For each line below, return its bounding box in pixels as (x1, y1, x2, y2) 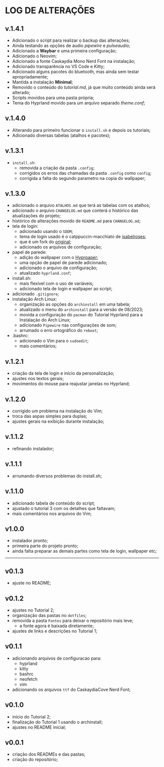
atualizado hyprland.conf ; (19, 270, 72, 276)
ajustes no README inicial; (12, 724, 66, 730)
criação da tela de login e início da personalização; (12, 370, 115, 376)
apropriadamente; (12, 74, 48, 79)
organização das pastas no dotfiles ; (12, 612, 87, 618)
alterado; (12, 90, 31, 95)
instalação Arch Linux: (12, 296, 57, 302)
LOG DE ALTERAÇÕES (5, 5, 95, 16)
